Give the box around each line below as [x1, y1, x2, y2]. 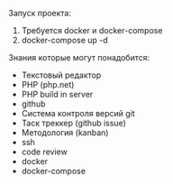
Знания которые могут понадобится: [8, 52, 150, 62]
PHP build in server [21, 89, 94, 99]
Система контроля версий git [21, 108, 136, 118]
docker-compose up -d [21, 35, 109, 45]
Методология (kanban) [21, 127, 109, 138]
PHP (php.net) [21, 79, 75, 89]
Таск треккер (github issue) [21, 117, 127, 128]
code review [21, 146, 68, 157]
